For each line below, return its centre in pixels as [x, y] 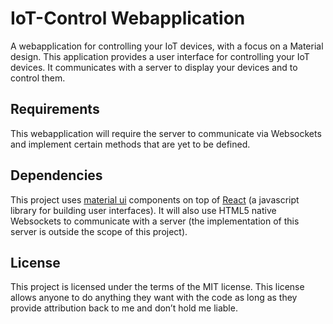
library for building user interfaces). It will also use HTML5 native [143, 210]
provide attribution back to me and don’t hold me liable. [124, 308]
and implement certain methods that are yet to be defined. [130, 144]
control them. [38, 78]
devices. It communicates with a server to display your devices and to [154, 67]
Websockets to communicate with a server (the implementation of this [155, 221]
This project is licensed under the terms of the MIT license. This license [157, 287]
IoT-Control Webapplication [128, 18]
